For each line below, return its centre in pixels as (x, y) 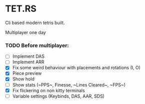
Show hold (23, 79)
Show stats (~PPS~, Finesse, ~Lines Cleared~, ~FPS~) (69, 85)
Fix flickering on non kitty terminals (48, 90)
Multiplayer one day (25, 32)
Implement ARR (28, 62)
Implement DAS (28, 56)
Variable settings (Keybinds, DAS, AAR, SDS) (58, 96)
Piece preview (27, 73)
